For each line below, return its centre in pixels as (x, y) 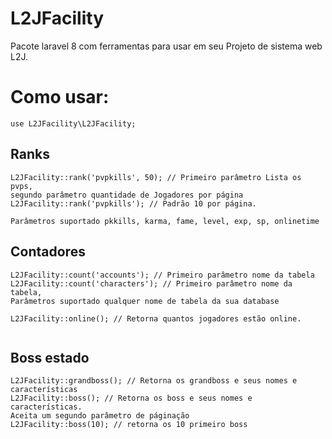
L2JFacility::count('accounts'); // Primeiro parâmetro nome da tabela (162, 275)
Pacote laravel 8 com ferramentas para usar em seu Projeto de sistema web (166, 46)
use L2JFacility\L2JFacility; (73, 123)
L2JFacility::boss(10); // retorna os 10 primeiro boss (129, 425)
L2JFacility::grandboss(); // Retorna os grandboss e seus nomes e (154, 381)
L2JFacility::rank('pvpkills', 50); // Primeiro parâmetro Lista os (156, 177)
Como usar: (60, 97)
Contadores (48, 252)
